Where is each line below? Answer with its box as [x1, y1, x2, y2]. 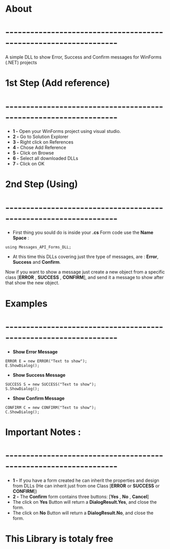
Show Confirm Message [12, 395, 65, 401]
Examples [5, 297, 48, 309]
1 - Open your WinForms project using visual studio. [12, 128, 121, 134]
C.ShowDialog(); [5, 409, 40, 415]
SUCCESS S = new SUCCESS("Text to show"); [5, 381, 96, 387]
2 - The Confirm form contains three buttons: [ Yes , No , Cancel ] [12, 493, 149, 500]
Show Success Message [12, 372, 66, 378]
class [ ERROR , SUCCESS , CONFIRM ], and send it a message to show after [5, 274, 164, 281]
